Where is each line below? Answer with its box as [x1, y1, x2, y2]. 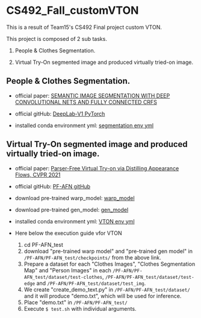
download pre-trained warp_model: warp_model [14, 194, 135, 202]
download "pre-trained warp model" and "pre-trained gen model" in [23, 248, 193, 255]
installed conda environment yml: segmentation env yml [14, 122, 154, 129]
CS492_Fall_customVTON [6, 4, 139, 17]
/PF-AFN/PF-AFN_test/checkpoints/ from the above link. [23, 254, 161, 261]
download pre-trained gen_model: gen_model [14, 206, 129, 213]
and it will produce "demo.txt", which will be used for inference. [23, 292, 182, 299]
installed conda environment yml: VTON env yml [14, 217, 135, 225]
